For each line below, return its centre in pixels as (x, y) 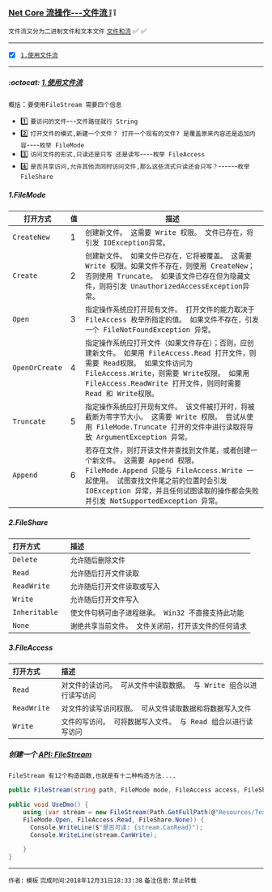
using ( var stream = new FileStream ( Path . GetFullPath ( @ (119, 812)
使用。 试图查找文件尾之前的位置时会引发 (159, 481)
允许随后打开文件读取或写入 (115, 587)
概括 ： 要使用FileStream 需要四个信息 (65, 105)
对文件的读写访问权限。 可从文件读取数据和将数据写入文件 (156, 709)
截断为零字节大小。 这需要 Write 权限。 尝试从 (166, 417)
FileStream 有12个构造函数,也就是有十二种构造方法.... (92, 776)
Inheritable (36, 612)
